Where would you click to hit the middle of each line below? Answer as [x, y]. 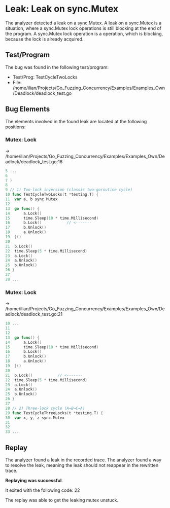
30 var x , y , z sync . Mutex [35, 418]
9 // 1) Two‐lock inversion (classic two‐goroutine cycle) [69, 190]
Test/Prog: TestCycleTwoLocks [45, 77]
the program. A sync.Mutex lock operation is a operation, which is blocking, [84, 33]
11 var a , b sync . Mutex [31, 199]
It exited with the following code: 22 [43, 490]
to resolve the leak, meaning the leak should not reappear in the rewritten [82, 465]
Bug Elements [28, 109]
